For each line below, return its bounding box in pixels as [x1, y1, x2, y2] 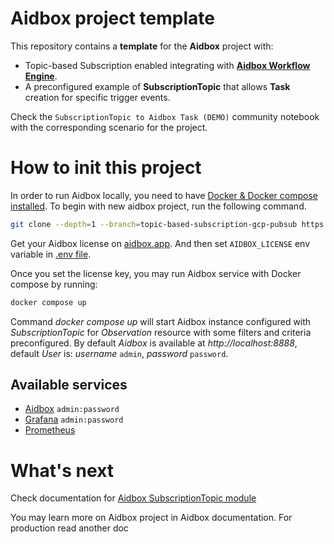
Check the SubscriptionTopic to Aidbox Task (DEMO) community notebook [10, 110, 320, 122]
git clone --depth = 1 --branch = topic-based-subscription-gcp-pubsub [10, 219, 298, 229]
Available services [10, 377, 128, 394]
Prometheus [24, 424, 76, 436]
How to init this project [10, 157, 202, 179]
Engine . [24, 70, 58, 82]
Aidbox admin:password [24, 403, 120, 415]
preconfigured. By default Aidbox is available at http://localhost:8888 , [10, 337, 298, 349]
